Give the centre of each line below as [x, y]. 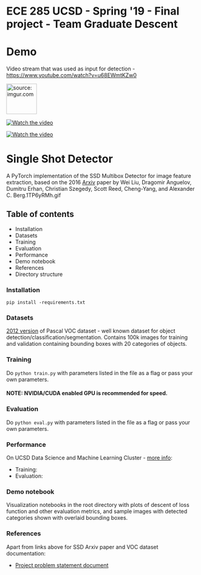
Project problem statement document [62, 565]
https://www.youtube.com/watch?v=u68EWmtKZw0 [71, 75]
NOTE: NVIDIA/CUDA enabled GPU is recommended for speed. [87, 393]
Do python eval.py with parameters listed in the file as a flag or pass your [98, 422]
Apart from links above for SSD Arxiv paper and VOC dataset [83, 547]
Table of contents [40, 214]
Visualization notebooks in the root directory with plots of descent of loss [98, 505]
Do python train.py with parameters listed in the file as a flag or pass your [100, 373]
